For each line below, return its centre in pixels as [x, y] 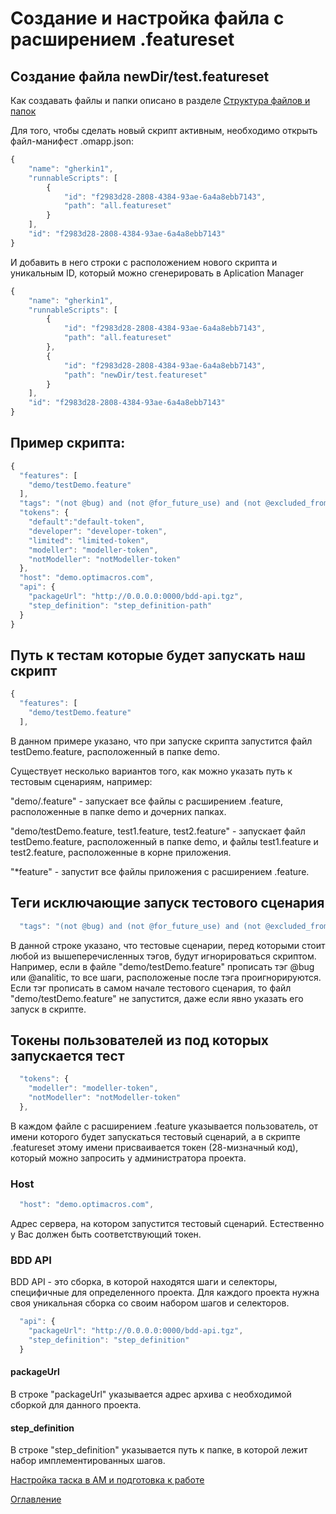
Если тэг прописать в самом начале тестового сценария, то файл [151, 988]
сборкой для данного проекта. [76, 1405]
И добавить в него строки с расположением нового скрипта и [144, 262]
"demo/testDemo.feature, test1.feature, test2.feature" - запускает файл [158, 831]
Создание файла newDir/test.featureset [140, 76]
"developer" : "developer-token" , [98, 531]
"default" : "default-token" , [86, 522]
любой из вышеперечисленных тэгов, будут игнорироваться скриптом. [163, 956]
